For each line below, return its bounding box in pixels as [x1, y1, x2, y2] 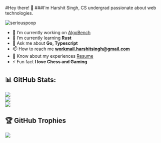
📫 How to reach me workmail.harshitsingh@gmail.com [12, 46, 130, 52]
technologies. [5, 10, 33, 16]
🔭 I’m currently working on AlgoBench [12, 30, 91, 35]
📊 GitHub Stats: [5, 76, 56, 84]
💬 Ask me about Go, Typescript [12, 40, 78, 46]
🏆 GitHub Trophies [5, 116, 66, 125]
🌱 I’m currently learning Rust [12, 35, 71, 41]
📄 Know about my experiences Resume [12, 53, 93, 59]
